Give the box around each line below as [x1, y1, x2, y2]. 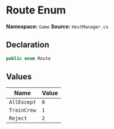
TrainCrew [9, 107, 36, 114]
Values [6, 72, 32, 82]
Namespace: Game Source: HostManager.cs [6, 23, 109, 30]
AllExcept [9, 99, 36, 106]
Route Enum [6, 4, 66, 17]
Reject [9, 115, 27, 122]
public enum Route [6, 55, 51, 62]
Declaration [6, 40, 50, 50]
